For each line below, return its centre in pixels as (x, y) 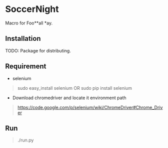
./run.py (25, 140)
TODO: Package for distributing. (38, 50)
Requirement (26, 67)
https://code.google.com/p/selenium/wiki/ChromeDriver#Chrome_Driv (90, 107)
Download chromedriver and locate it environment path (69, 98)
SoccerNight (32, 9)
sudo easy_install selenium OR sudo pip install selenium (75, 88)
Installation (23, 39)
